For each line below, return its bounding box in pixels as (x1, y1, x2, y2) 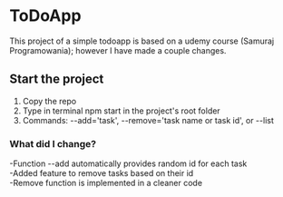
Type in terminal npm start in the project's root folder (22, 105, 220, 116)
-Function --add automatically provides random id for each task (9, 158, 248, 169)
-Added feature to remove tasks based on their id (9, 168, 194, 179)
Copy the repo (22, 95, 77, 106)
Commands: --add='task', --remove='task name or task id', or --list (22, 114, 274, 125)
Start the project (9, 72, 104, 87)
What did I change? (9, 137, 97, 150)
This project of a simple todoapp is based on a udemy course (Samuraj (9, 35, 275, 46)
